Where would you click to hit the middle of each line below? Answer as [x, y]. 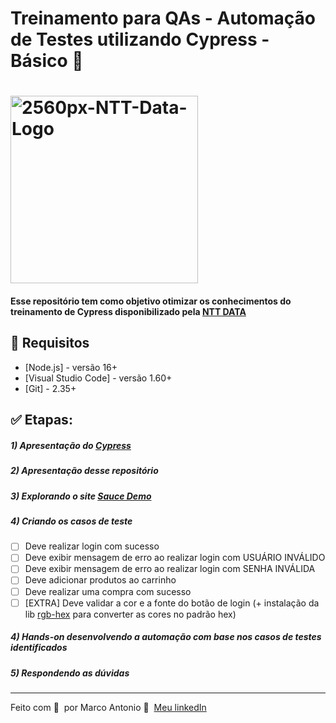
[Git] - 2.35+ [50, 388]
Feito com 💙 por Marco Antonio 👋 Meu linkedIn [108, 707]
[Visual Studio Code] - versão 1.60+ [98, 378]
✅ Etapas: [41, 420]
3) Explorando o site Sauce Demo [81, 496]
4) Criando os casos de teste [71, 521]
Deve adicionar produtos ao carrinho [100, 580]
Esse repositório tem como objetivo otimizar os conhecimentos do [151, 301]
